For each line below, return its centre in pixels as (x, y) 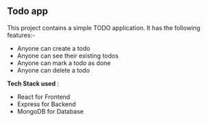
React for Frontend (44, 97)
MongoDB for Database (50, 111)
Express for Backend (47, 104)
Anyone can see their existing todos (68, 56)
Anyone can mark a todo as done (64, 63)
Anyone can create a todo (53, 48)
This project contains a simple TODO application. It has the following (104, 27)
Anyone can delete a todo (53, 70)
